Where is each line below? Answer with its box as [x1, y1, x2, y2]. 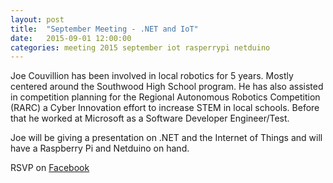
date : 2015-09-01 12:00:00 [10, 33, 132, 43]
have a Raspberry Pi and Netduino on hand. [10, 142, 190, 155]
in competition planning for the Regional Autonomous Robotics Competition [10, 91, 321, 103]
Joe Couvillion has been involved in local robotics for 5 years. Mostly [10, 70, 294, 82]
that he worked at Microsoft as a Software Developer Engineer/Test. [10, 112, 290, 125]
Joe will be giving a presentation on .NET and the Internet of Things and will [10, 132, 323, 144]
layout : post [10, 14, 65, 25]
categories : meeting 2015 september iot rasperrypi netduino [10, 42, 271, 53]
